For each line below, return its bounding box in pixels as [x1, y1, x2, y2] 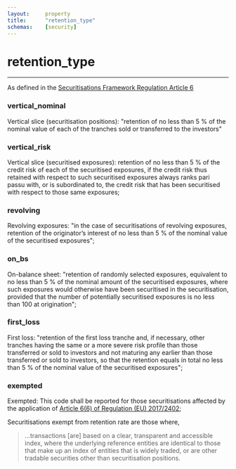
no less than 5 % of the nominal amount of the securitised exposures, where [7, 277, 228, 285]
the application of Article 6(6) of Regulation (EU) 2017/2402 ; [7, 404, 182, 413]
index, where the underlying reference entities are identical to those [24, 439, 221, 447]
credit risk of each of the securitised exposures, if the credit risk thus [7, 165, 207, 174]
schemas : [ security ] [7, 23, 77, 30]
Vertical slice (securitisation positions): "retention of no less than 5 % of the [7, 117, 226, 125]
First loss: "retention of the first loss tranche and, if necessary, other [7, 333, 205, 342]
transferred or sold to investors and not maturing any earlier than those [7, 348, 213, 356]
